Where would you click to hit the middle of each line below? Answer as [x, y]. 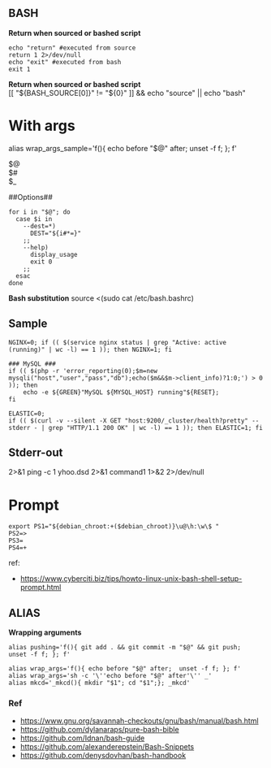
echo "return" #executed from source [72, 48]
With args [42, 126]
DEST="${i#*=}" [56, 233]
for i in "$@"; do [39, 212]
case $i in [34, 219]
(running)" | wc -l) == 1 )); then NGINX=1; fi [90, 349]
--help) [36, 247]
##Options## [30, 197]
